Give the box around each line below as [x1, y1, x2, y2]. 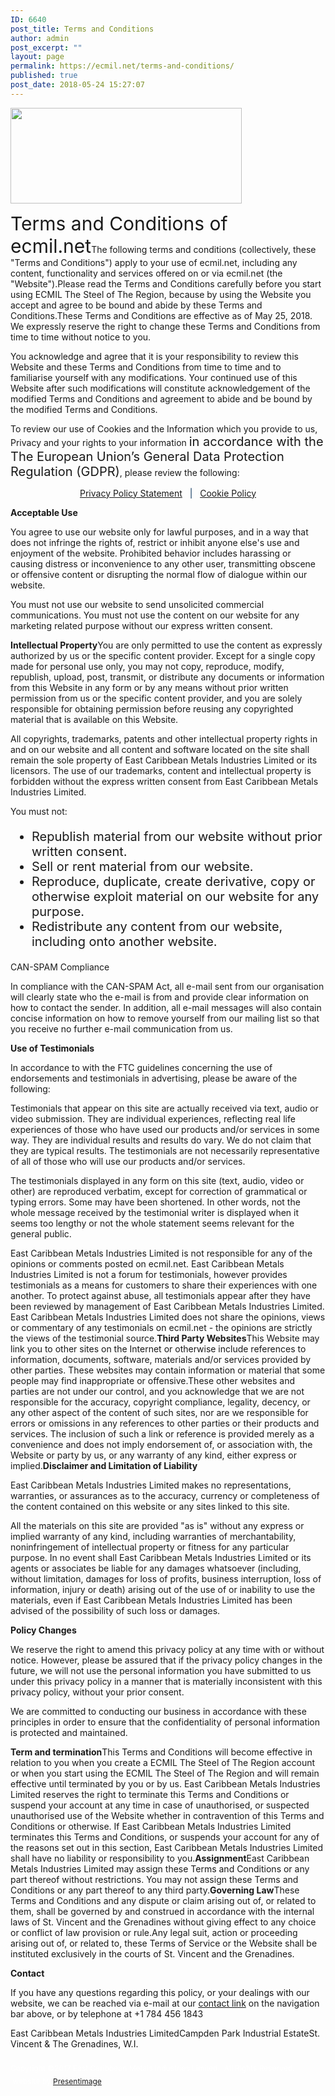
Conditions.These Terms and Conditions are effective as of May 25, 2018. [10, 309, 313, 321]
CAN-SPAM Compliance [10, 961, 110, 973]
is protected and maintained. [10, 1726, 128, 1738]
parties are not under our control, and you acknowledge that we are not [10, 1385, 305, 1397]
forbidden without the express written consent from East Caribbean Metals [10, 775, 319, 787]
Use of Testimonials [10, 1042, 95, 1054]
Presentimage [52, 2076, 102, 2086]
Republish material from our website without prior [31, 828, 323, 845]
